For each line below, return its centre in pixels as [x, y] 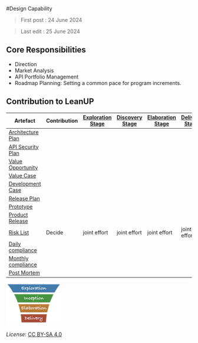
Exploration [97, 117]
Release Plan [24, 198]
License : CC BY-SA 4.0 [34, 334]
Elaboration [162, 117]
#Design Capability [29, 9]
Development [25, 184]
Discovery [130, 117]
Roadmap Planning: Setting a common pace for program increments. [98, 83]
